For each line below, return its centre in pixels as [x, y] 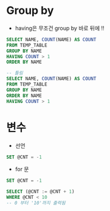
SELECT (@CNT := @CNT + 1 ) [40, 192]
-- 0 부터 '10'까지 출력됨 [36, 203]
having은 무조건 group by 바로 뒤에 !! [60, 28]
